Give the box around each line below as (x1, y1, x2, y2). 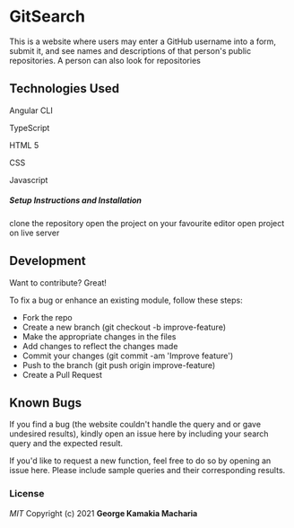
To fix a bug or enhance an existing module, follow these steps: (9, 295, 244, 305)
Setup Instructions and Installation (9, 195, 142, 206)
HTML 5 (9, 139, 39, 150)
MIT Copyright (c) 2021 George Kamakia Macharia (9, 507, 198, 518)
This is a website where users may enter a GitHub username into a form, (9, 36, 276, 47)
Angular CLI (9, 105, 54, 116)
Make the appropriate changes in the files (22, 330, 177, 342)
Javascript (9, 174, 48, 185)
